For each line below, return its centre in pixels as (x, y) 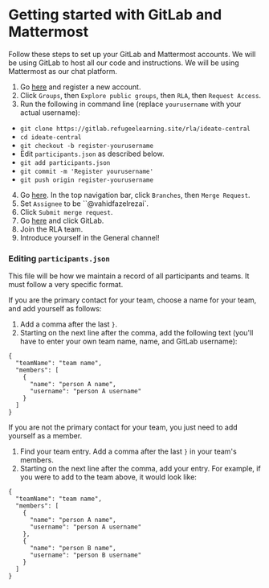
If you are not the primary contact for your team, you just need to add (123, 427)
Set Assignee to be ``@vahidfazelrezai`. (84, 204)
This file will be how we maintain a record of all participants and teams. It (129, 276)
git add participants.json (65, 162)
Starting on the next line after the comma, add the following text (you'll (137, 333)
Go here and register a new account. (80, 87)
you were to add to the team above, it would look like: (108, 477)
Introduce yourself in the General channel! (90, 237)
